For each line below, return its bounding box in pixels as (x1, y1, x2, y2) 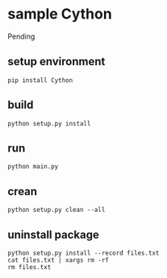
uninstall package (7, 227, 100, 242)
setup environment (7, 55, 106, 68)
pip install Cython (7, 76, 73, 85)
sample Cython (7, 5, 112, 23)
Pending (7, 31, 35, 41)
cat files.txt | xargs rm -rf (7, 256, 110, 264)
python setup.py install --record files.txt (7, 249, 160, 257)
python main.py (7, 163, 59, 171)
